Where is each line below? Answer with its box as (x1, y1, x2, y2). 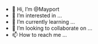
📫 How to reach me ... (11, 32, 67, 38)
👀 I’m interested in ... (11, 12, 62, 19)
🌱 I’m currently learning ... (11, 18, 75, 25)
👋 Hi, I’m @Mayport (11, 6, 59, 12)
